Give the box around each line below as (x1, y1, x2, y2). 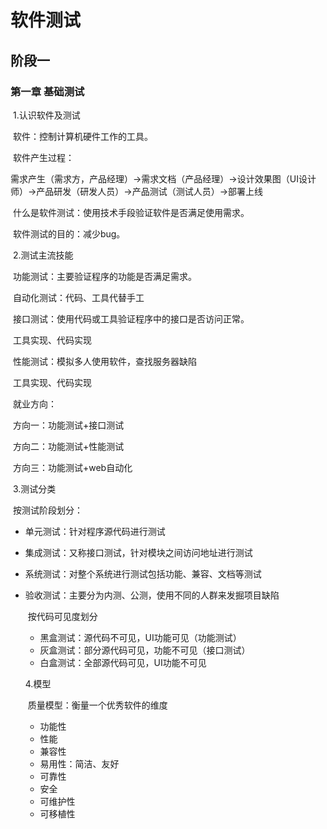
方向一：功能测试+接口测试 (12, 419, 125, 431)
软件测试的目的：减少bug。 (12, 227, 126, 240)
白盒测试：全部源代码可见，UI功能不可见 (39, 656, 207, 668)
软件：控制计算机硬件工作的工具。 (12, 130, 153, 142)
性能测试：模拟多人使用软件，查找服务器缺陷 (12, 355, 197, 367)
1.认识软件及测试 (12, 109, 81, 121)
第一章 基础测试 (10, 84, 85, 98)
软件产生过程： (12, 151, 75, 163)
